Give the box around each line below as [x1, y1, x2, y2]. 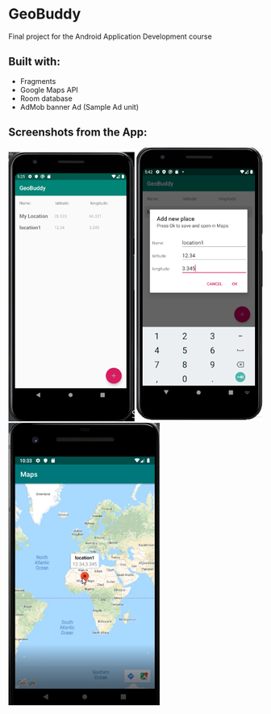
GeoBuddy [8, 5, 81, 23]
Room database [19, 94, 73, 103]
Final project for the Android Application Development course [8, 31, 212, 41]
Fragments [19, 76, 56, 86]
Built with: [8, 55, 60, 69]
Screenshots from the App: [8, 126, 148, 140]
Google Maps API [19, 85, 78, 94]
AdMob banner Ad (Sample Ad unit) [19, 102, 140, 111]
